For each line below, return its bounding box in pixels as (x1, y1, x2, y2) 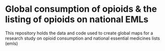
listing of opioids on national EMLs (5, 14, 149, 25)
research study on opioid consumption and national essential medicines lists (5, 35, 160, 41)
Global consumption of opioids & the (5, 3, 157, 15)
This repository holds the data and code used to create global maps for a (5, 30, 154, 36)
